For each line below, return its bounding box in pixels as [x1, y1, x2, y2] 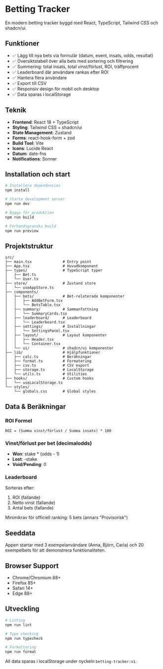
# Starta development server [5, 197, 65, 202]
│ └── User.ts [5, 276, 39, 282]
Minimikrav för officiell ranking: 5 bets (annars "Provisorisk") [5, 514, 128, 520]
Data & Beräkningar [5, 402, 66, 411]
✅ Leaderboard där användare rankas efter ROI [12, 69, 109, 75]
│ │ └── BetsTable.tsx [5, 303, 61, 308]
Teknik [5, 106, 27, 115]
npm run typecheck [5, 636, 43, 641]
